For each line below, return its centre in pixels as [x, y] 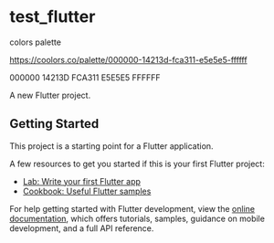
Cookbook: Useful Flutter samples [87, 191]
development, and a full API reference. [82, 228]
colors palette [36, 42]
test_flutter [53, 17]
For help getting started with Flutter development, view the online [132, 208]
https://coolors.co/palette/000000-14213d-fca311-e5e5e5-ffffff [129, 59]
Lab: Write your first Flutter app [82, 181]
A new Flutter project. [50, 95]
